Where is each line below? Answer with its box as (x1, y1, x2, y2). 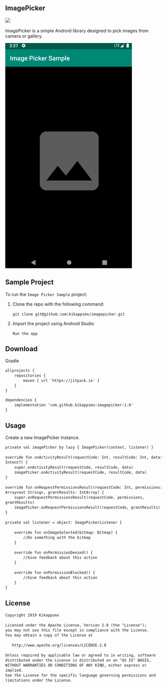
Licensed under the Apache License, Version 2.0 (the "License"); (5, 623, 147, 628)
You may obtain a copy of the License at (5, 633, 93, 638)
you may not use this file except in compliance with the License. (5, 628, 149, 633)
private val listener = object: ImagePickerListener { (5, 520, 122, 525)
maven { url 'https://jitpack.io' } (23, 378, 100, 383)
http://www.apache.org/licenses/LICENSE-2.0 (12, 643, 107, 648)
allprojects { (5, 368, 35, 373)
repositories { (14, 373, 46, 378)
